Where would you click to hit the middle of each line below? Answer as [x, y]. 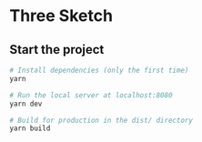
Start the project [57, 50]
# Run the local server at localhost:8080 [91, 95]
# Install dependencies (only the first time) [99, 70]
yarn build [30, 128]
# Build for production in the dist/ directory [101, 120]
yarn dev [26, 104]
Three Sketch [61, 16]
